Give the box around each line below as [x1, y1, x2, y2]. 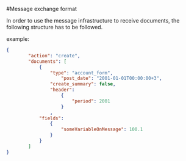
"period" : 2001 [71, 98, 111, 104]
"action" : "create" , [28, 52, 80, 59]
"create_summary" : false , [49, 81, 116, 87]
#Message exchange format [6, 5, 77, 12]
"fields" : [38, 115, 64, 121]
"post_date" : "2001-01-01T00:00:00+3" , [60, 76, 163, 82]
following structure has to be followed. [6, 24, 103, 30]
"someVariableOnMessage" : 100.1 [60, 126, 143, 133]
